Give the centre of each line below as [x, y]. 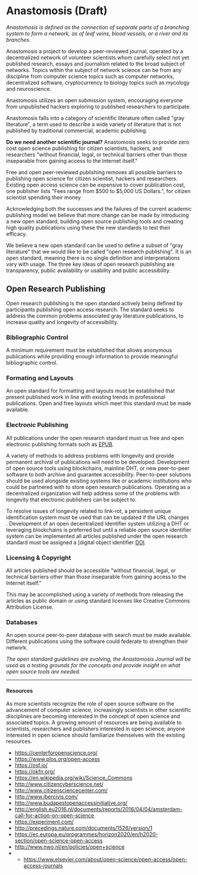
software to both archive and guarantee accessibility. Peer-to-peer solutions [99, 474]
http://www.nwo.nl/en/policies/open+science [70, 847]
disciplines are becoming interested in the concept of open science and [93, 716]
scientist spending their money [44, 197]
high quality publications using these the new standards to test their [88, 227]
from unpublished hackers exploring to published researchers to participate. [99, 106]
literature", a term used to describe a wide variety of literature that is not [94, 124]
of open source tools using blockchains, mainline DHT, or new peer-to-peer [98, 468]
